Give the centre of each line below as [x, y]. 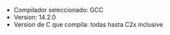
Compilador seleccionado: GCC [58, 10]
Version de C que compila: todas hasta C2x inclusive [88, 24]
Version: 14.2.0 [35, 17]
